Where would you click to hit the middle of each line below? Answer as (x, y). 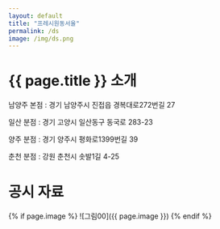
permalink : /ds (34, 31)
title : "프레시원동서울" (44, 23)
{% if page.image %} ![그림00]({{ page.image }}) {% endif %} (110, 216)
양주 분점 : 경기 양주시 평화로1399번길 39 (73, 139)
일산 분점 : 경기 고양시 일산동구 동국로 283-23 (81, 122)
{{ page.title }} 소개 (73, 81)
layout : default (35, 16)
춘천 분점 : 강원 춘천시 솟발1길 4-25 (64, 157)
